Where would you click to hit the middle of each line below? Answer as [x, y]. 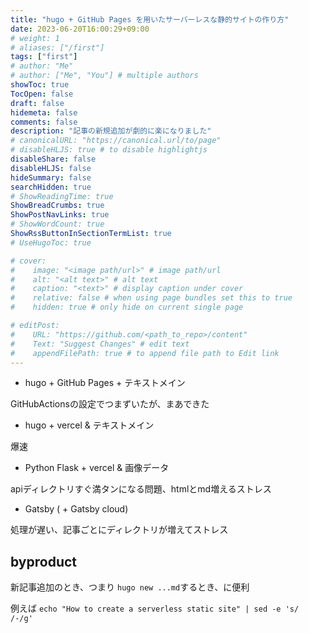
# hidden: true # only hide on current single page [127, 307]
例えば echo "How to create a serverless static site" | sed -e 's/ [155, 608]
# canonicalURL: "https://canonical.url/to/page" [116, 141]
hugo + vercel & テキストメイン [89, 425]
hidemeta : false [44, 112]
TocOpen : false [42, 94]
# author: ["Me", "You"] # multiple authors [104, 76]
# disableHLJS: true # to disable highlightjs [109, 150]
